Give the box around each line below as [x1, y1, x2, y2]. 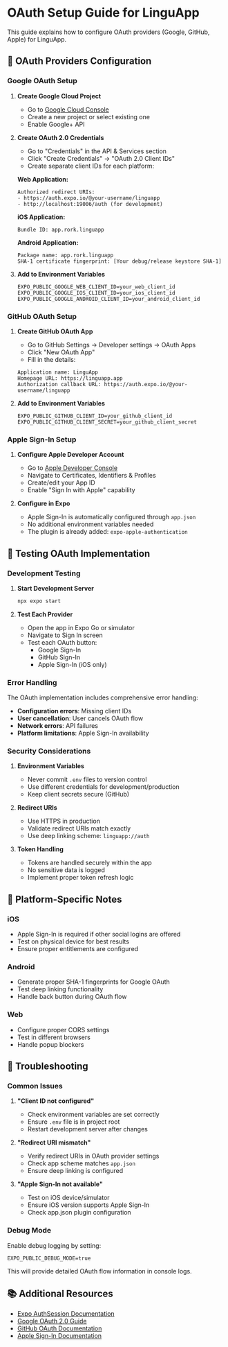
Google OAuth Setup [7, 76, 78, 86]
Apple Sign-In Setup [7, 435, 77, 444]
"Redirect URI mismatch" [17, 1138, 91, 1147]
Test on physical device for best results [17, 937, 130, 946]
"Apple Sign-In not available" [17, 1180, 104, 1188]
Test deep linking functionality [17, 985, 104, 993]
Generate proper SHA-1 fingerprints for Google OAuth [17, 977, 171, 986]
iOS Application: [17, 213, 66, 221]
